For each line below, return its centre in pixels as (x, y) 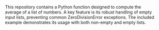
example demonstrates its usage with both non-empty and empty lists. (76, 22)
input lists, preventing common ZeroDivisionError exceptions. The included (79, 17)
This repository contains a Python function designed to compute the (73, 7)
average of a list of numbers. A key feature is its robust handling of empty (79, 12)
